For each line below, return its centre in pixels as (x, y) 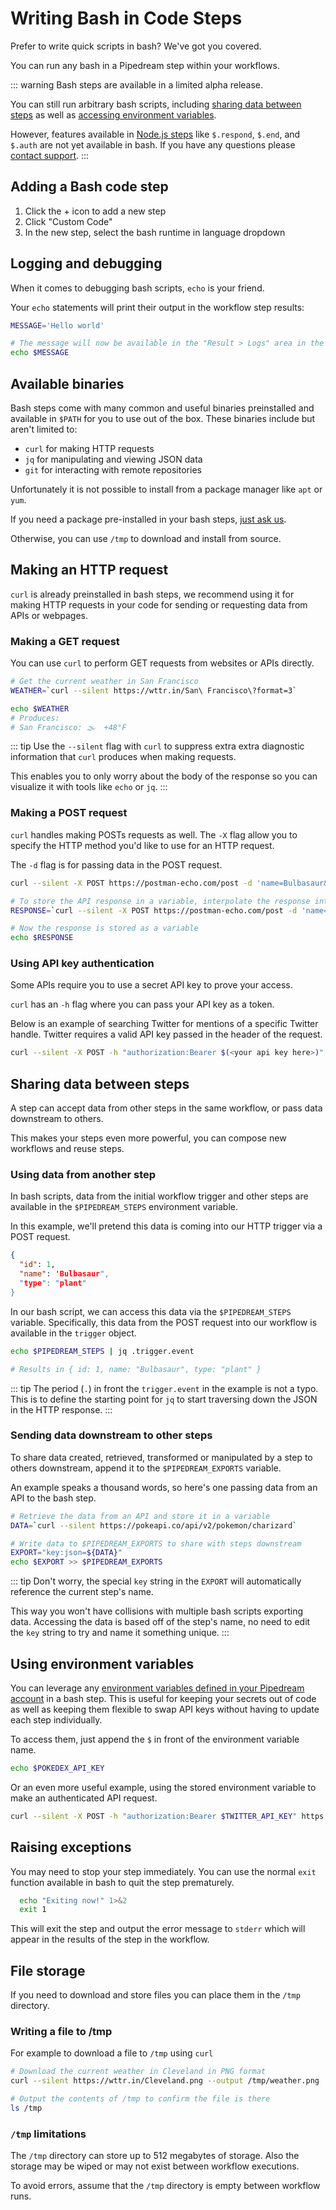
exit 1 (33, 1910)
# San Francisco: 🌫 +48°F (68, 727)
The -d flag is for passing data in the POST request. (116, 864)
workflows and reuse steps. (67, 1149)
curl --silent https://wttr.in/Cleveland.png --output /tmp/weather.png (165, 2081)
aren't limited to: (44, 429)
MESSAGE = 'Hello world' (57, 325)
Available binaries (67, 383)
